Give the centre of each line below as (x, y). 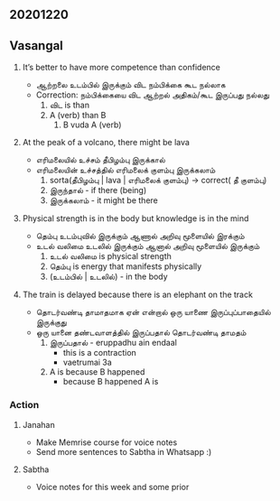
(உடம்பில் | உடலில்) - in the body (109, 277)
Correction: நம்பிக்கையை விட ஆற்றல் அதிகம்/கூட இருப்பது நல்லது (152, 95)
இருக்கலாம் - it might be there (103, 200)
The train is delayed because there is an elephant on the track (137, 295)
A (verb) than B (78, 116)
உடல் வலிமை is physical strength (110, 256)
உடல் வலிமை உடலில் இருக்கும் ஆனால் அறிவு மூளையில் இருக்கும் (148, 246)
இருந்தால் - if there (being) (98, 190)
